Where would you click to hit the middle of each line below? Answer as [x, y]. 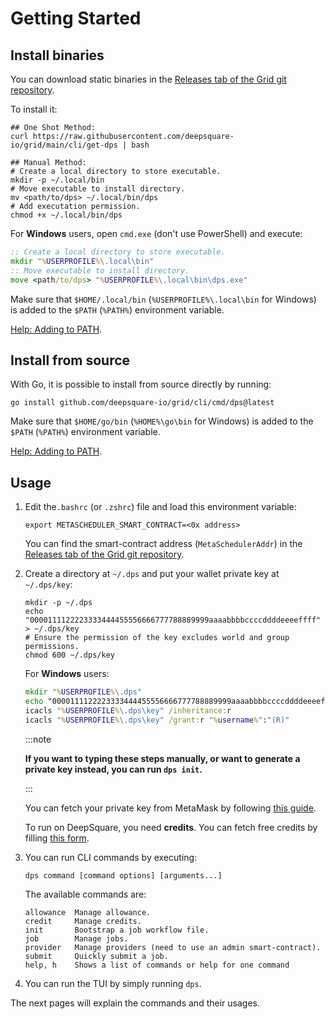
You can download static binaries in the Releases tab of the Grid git [148, 79]
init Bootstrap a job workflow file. [117, 930]
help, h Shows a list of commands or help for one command [157, 965]
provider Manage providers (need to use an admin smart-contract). [173, 947]
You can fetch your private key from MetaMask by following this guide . [170, 808]
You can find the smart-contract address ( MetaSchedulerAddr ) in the [163, 544]
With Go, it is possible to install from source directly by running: [141, 384]
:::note [38, 739]
